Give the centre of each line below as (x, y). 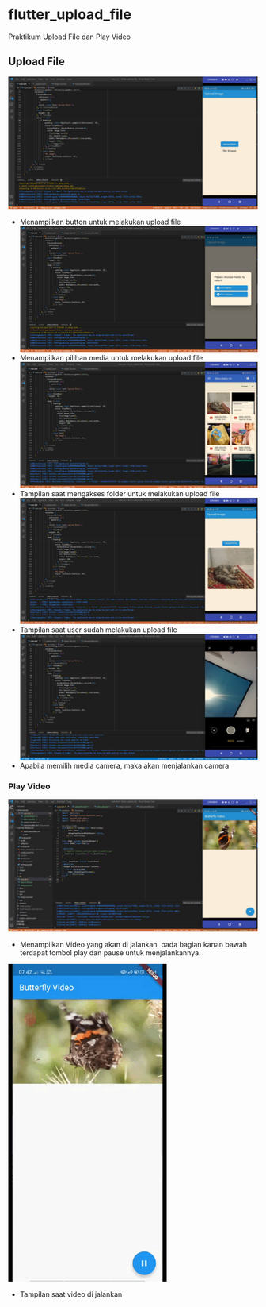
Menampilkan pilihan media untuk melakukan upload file (111, 357)
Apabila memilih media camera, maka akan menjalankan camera (124, 766)
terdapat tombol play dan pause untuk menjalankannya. (110, 953)
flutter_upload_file (70, 15)
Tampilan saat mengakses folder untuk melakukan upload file (120, 493)
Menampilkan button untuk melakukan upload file (100, 222)
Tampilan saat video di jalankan (71, 1294)
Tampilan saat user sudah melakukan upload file (99, 630)
